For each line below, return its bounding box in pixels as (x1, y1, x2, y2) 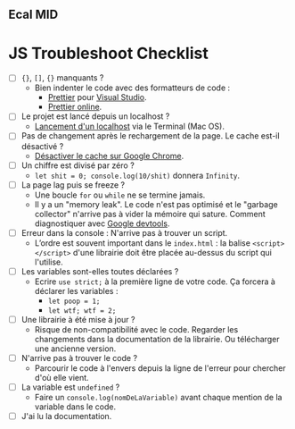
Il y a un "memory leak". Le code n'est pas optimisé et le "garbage (34, 198, 278, 209)
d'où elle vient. (34, 372, 90, 383)
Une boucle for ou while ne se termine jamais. (34, 189, 206, 200)
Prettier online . (47, 102, 102, 113)
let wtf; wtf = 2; (47, 306, 117, 315)
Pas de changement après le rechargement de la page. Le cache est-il (20, 130, 280, 141)
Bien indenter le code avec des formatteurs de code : (34, 82, 231, 93)
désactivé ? (20, 140, 64, 151)
